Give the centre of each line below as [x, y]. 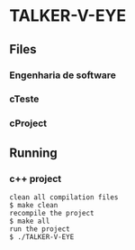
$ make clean [34, 206]
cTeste [24, 99]
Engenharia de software [63, 75]
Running [34, 153]
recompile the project [52, 214]
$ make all [30, 221]
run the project [40, 229]
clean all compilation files [64, 197]
